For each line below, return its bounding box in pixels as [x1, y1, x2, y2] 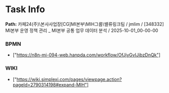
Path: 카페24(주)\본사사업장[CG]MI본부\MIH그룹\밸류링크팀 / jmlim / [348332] [5, 21, 164, 27]
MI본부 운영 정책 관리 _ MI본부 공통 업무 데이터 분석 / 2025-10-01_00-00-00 [5, 27, 159, 34]
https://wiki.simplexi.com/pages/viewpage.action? [16, 76, 122, 82]
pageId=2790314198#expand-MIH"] [12, 81, 89, 87]
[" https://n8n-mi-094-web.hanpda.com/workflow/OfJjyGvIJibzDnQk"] [12, 52, 161, 58]
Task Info [5, 4, 45, 15]
